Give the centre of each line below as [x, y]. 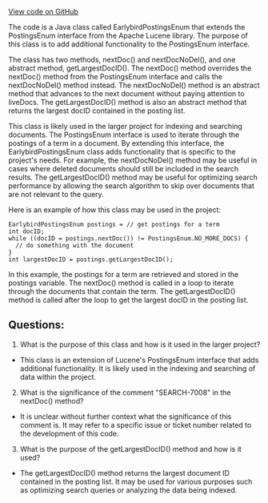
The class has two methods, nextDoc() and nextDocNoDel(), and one [122, 60]
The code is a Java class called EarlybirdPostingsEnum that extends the [127, 27]
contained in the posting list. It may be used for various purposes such [136, 481]
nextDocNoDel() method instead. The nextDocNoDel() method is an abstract [134, 85]
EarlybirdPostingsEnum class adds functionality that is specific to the [122, 152]
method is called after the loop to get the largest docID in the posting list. [128, 300]
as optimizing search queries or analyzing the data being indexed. [128, 490]
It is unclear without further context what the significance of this [126, 416]
